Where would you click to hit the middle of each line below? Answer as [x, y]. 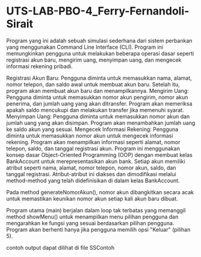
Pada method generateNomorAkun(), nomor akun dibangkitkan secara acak [100, 192]
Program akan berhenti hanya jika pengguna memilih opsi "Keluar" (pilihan [98, 229]
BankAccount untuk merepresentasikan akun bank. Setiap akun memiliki [96, 161]
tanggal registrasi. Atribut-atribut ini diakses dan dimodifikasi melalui [91, 174]
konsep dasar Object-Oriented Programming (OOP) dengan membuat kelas [99, 154]
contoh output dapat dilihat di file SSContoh [60, 247]
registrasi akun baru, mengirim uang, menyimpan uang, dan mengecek [94, 60]
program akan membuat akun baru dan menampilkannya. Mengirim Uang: [98, 90]
